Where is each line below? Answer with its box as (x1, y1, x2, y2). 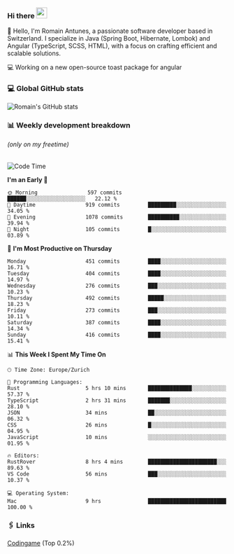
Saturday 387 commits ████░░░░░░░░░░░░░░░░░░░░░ (7, 319, 227, 326)
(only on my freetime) (7, 140, 70, 148)
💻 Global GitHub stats (7, 84, 84, 94)
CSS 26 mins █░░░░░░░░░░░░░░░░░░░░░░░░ (7, 421, 227, 429)
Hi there (7, 11, 35, 20)
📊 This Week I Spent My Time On (7, 350, 106, 359)
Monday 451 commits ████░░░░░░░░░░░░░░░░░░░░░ (7, 258, 227, 265)
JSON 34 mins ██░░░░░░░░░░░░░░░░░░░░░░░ (7, 409, 227, 416)
